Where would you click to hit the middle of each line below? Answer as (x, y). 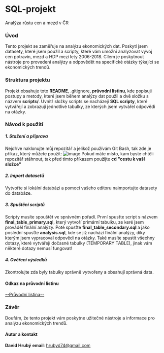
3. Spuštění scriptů (25, 204)
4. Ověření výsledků (26, 259)
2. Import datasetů (25, 176)
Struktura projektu (28, 80)
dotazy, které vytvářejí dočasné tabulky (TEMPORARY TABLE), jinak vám (79, 243)
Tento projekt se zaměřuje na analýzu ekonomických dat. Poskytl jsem (77, 46)
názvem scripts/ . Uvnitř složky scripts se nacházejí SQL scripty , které (76, 101)
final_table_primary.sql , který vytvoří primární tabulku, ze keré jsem (75, 222)
